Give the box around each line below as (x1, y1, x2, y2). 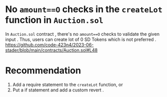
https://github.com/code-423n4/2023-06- (5, 41, 94, 47)
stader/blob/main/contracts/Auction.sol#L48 (5, 47, 98, 53)
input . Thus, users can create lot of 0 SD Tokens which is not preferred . (5, 36, 156, 42)
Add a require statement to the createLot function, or (12, 81, 123, 87)
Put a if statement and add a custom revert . (12, 87, 104, 93)
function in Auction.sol (5, 14, 103, 26)
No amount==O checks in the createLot (5, 4, 163, 15)
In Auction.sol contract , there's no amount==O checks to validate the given (5, 31, 160, 37)
